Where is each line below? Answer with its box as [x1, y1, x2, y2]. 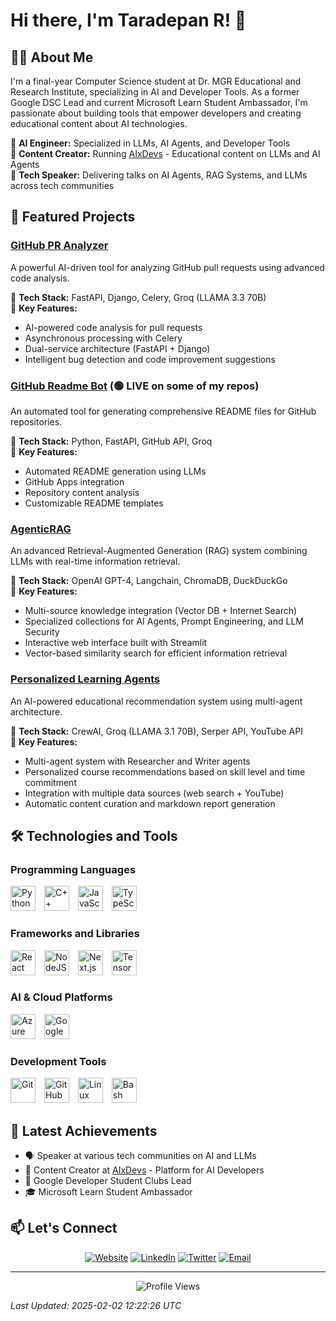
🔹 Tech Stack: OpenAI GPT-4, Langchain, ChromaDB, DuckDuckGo [10, 575, 288, 587]
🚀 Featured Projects [10, 209, 136, 226]
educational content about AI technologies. [10, 118, 188, 129]
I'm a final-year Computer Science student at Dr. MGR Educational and [10, 75, 302, 87]
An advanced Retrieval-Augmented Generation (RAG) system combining [10, 545, 308, 557]
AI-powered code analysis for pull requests [24, 321, 203, 333]
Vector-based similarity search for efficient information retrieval [24, 647, 288, 659]
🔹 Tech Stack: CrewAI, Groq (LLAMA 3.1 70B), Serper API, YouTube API [10, 725, 303, 737]
